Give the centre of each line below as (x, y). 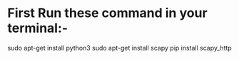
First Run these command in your (108, 13)
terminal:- (38, 28)
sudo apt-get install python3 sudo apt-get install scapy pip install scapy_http (119, 48)
